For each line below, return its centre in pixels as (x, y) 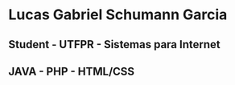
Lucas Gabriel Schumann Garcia (118, 15)
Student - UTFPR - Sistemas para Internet (114, 45)
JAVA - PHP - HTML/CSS (72, 71)
